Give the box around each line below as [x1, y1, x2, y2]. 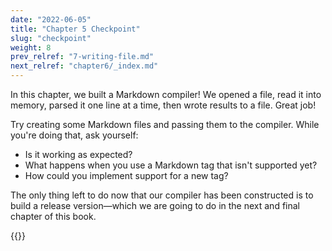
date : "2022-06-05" [10, 14, 92, 25]
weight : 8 [10, 42, 52, 53]
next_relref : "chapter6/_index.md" [10, 61, 159, 71]
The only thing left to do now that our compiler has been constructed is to [10, 189, 314, 201]
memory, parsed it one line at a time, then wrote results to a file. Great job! [10, 99, 317, 111]
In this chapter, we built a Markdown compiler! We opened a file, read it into [10, 89, 322, 100]
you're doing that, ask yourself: [10, 129, 139, 141]
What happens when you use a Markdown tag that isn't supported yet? [24, 159, 318, 171]
